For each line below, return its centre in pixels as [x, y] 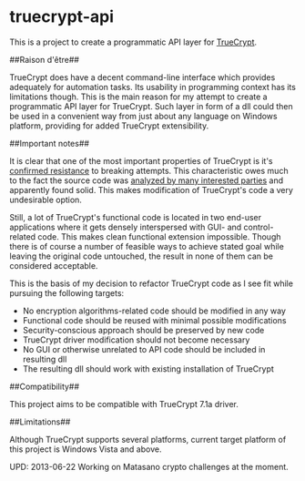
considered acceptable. [54, 265]
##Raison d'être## [45, 59]
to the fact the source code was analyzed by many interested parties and [147, 180]
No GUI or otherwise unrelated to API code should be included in [144, 349]
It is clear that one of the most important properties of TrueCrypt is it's [141, 160]
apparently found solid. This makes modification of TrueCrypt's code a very [152, 189]
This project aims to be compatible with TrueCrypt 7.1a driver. [124, 404]
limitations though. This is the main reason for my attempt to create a [138, 97]
